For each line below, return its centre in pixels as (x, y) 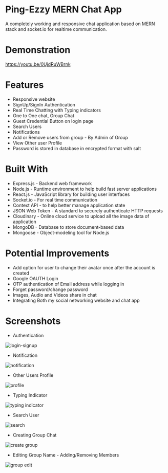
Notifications (26, 132)
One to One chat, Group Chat (44, 115)
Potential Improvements (57, 253)
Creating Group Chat (35, 435)
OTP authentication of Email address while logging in (68, 284)
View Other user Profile (37, 143)
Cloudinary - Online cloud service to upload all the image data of (81, 216)
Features (25, 85)
